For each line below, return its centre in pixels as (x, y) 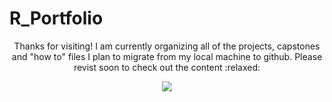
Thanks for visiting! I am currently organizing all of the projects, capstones (167, 46)
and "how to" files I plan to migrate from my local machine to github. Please (167, 56)
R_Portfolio (56, 18)
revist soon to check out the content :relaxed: (167, 67)
